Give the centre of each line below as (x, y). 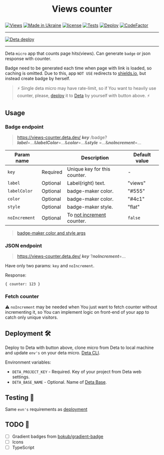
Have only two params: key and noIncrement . (50, 266)
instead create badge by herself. (38, 79)
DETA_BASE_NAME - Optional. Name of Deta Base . (60, 382)
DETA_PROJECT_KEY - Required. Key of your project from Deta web (77, 372)
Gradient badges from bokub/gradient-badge (58, 436)
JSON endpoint (24, 245)
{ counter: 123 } (23, 284)
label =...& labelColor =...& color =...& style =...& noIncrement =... (79, 142)
